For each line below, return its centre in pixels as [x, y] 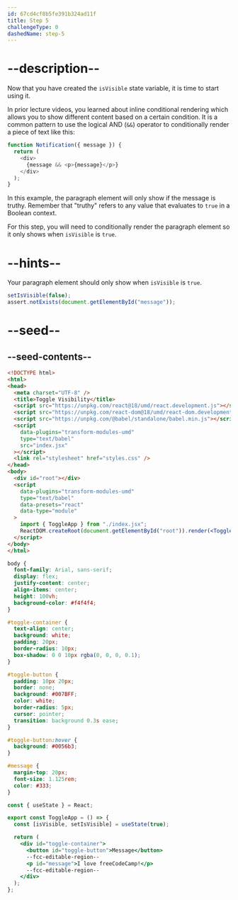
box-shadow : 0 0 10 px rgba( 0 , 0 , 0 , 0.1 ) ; [77, 655]
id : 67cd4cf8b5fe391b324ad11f [52, 14]
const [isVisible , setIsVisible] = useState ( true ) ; [92, 825]
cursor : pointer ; [39, 714]
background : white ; [42, 636]
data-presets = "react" [52, 505]
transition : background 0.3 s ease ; [66, 720]
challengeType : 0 [33, 27]
